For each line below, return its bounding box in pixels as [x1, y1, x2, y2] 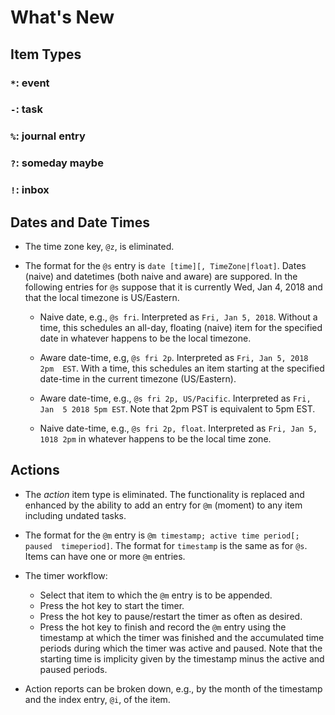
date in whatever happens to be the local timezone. [39, 332, 252, 344]
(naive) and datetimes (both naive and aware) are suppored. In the [24, 271, 298, 282]
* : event [10, 76, 50, 90]
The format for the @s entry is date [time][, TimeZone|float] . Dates [24, 260, 307, 271]
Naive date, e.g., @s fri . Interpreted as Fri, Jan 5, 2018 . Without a [39, 311, 318, 323]
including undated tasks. [24, 509, 127, 521]
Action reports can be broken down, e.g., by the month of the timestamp [24, 682, 323, 695]
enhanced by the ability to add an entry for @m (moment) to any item [24, 499, 303, 511]
